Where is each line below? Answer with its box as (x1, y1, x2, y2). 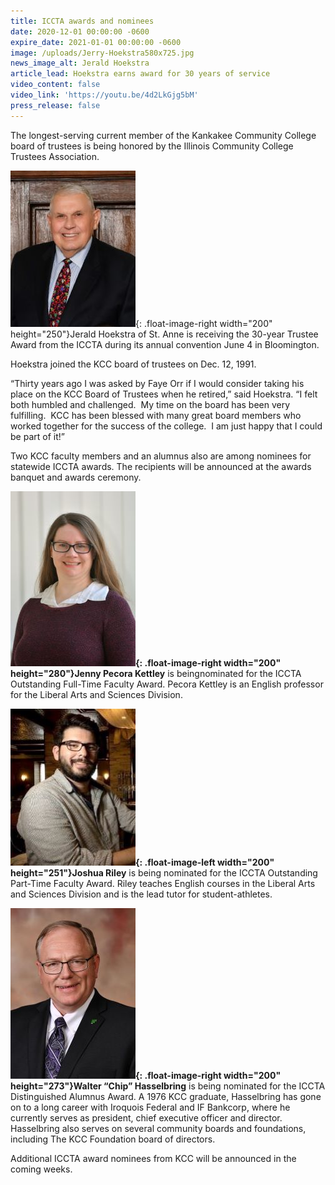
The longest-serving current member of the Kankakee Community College (10, 129, 317, 141)
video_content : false (10, 80, 101, 90)
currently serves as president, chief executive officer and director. (10, 1111, 283, 1124)
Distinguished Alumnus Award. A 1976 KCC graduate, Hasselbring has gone (10, 1090, 322, 1102)
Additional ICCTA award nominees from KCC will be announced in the (10, 1152, 297, 1164)
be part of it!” (10, 430, 65, 442)
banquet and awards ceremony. (10, 471, 142, 483)
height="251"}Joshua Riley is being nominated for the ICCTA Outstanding (10, 866, 318, 879)
